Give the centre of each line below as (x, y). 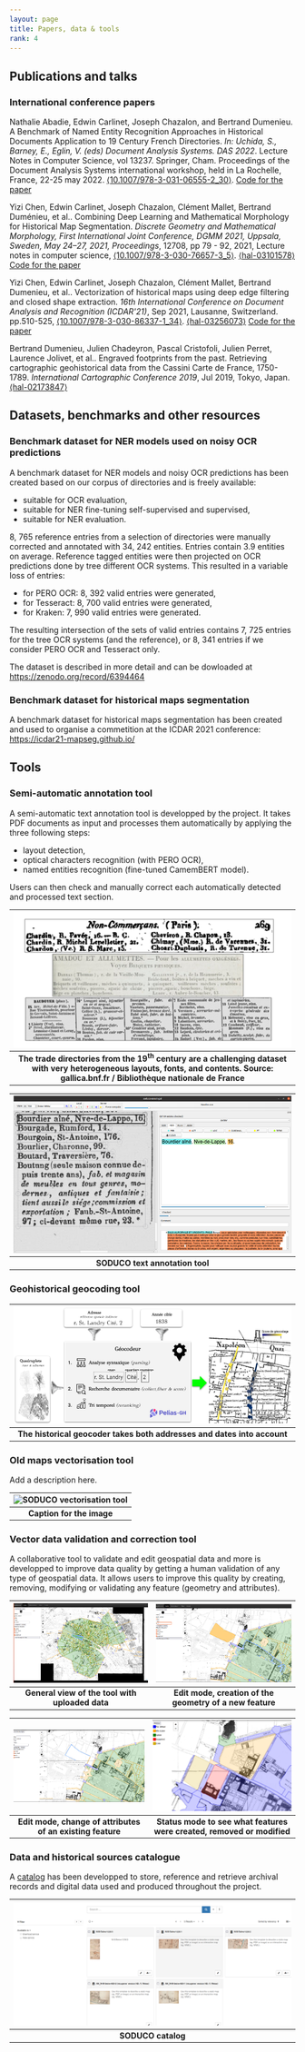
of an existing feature (79, 1831)
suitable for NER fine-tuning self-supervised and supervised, (136, 510)
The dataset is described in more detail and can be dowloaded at (131, 667)
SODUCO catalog (152, 2036)
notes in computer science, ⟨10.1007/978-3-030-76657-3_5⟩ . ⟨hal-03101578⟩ (152, 255)
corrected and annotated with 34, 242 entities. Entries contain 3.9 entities (147, 546)
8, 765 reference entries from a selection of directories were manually (140, 537)
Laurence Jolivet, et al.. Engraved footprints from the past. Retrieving (138, 358)
